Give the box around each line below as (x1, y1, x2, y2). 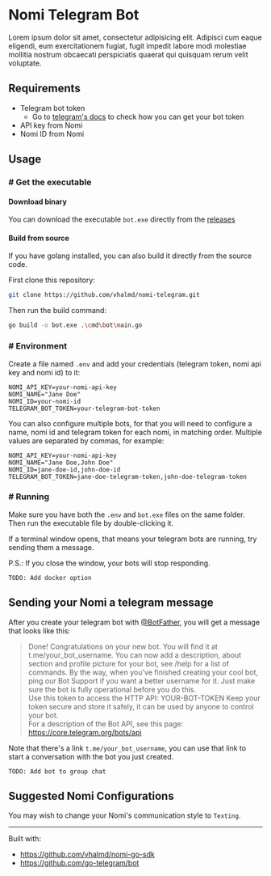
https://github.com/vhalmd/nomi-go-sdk (19, 849, 155, 859)
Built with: (8, 834, 42, 844)
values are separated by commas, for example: (8, 435, 165, 446)
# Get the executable (8, 176, 92, 188)
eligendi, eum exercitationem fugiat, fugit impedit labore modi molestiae (8, 40, 247, 50)
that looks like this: (8, 625, 71, 636)
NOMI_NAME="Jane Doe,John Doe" (8, 459, 114, 467)
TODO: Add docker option (8, 573, 92, 582)
